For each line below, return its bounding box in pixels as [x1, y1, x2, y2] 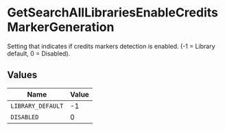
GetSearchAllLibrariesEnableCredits [7, 5, 218, 21]
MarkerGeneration [7, 19, 115, 35]
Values [7, 69, 38, 81]
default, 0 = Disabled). [7, 49, 71, 58]
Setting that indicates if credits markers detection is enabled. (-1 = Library [7, 42, 215, 50]
